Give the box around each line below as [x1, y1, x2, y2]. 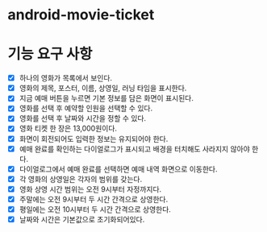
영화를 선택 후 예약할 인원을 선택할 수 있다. [19, 103, 153, 114]
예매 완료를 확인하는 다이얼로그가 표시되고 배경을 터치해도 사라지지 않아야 [19, 143, 251, 154]
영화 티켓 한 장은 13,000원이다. [19, 123, 118, 134]
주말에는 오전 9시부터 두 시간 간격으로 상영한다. [19, 194, 169, 204]
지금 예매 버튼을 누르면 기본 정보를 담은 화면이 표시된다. [19, 93, 194, 103]
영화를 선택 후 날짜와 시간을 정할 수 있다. [19, 114, 147, 123]
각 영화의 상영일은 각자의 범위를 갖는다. [19, 174, 143, 184]
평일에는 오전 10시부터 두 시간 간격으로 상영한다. [19, 204, 171, 214]
